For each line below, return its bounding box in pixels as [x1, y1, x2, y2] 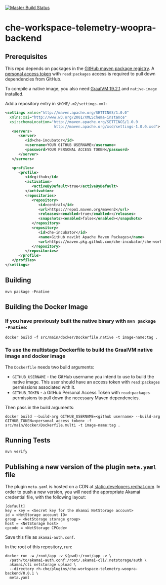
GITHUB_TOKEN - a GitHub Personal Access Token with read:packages [12, 389, 150, 395]
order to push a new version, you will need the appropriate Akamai [5, 489, 141, 495]
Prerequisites [5, 52, 47, 61]
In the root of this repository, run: [5, 544, 73, 550]
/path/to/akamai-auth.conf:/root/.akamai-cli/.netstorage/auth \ [9, 558, 147, 563]
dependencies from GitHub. [5, 76, 62, 82]
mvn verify [5, 449, 28, 454]
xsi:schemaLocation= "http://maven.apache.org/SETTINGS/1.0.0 [9, 119, 138, 124]
